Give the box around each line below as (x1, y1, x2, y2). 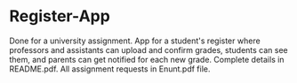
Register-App (9, 6, 111, 26)
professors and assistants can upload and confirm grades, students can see (9, 44, 288, 55)
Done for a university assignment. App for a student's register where (9, 35, 261, 46)
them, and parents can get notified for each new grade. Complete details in (9, 54, 285, 64)
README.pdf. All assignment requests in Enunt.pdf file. (9, 64, 211, 74)
